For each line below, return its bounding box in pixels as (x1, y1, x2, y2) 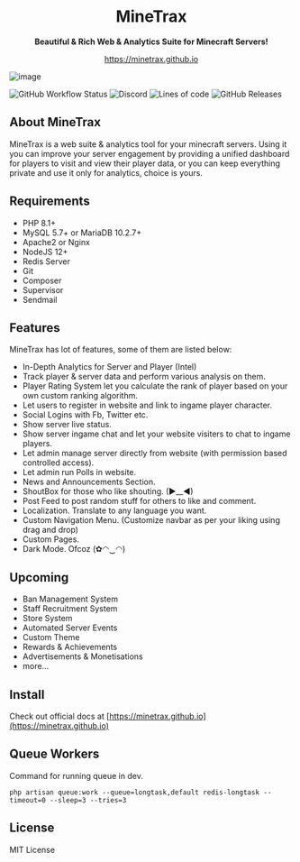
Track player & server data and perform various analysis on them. (22, 371, 266, 382)
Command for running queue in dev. (9, 770, 144, 781)
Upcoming (9, 570, 69, 585)
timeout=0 (9, 795, 47, 804)
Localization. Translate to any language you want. (22, 505, 207, 516)
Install (9, 687, 45, 702)
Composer (22, 275, 62, 286)
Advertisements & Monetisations (22, 651, 144, 662)
